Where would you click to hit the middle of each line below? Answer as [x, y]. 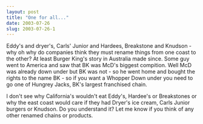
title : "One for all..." [38, 18]
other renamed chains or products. [50, 116]
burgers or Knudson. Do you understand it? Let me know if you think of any [100, 109]
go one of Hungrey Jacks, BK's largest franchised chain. [77, 85]
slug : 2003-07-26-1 [31, 29]
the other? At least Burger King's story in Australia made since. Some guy [98, 59]
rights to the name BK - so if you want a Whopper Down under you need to [100, 78]
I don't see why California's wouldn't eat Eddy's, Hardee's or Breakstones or [101, 96]
